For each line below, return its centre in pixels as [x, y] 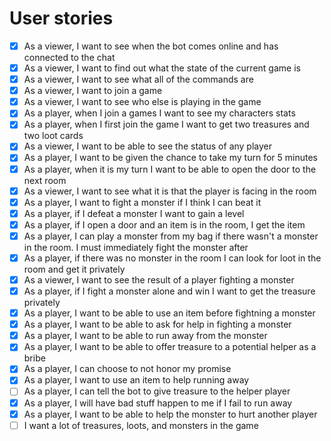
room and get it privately [74, 269]
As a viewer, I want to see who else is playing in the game [142, 102]
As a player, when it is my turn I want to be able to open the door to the [170, 169]
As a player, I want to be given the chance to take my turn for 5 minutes [170, 158]
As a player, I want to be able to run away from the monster [145, 336]
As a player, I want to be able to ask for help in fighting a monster [157, 324]
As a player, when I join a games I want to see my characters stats [159, 113]
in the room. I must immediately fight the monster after [136, 247]
